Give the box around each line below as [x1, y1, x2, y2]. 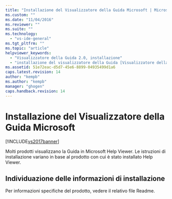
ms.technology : [5, 31, 38, 36]
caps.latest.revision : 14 [5, 70, 60, 75]
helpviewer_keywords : [5, 50, 52, 55]
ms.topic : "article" [5, 46, 50, 51]
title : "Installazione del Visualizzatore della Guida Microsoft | [5, 7, 153, 13]
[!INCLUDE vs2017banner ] [5, 138, 60, 145]
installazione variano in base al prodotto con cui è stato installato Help [5, 154, 153, 160]
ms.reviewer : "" [5, 22, 40, 27]
